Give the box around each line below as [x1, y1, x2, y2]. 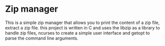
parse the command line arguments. [5, 35, 79, 41]
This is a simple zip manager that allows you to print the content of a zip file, [5, 20, 160, 25]
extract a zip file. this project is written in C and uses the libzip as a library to [5, 24, 160, 30]
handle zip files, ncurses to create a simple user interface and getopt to [5, 30, 150, 36]
